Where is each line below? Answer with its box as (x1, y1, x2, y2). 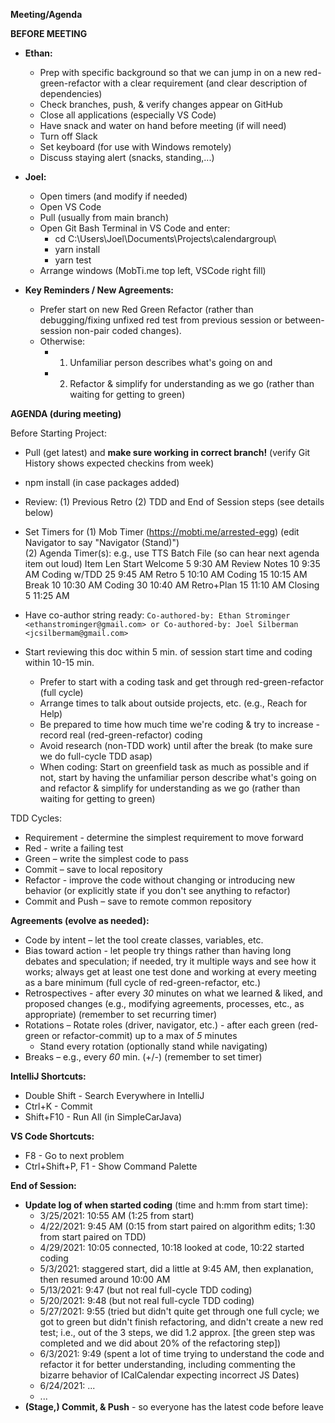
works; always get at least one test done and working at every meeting (24, 966, 317, 978)
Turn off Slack (39, 130, 98, 142)
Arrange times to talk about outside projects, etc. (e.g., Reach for (39, 697, 308, 709)
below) (24, 507, 54, 518)
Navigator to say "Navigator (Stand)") (24, 537, 180, 548)
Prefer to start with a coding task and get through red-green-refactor (39, 676, 324, 688)
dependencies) (39, 88, 103, 99)
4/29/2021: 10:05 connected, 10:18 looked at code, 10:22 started (39, 1242, 305, 1253)
